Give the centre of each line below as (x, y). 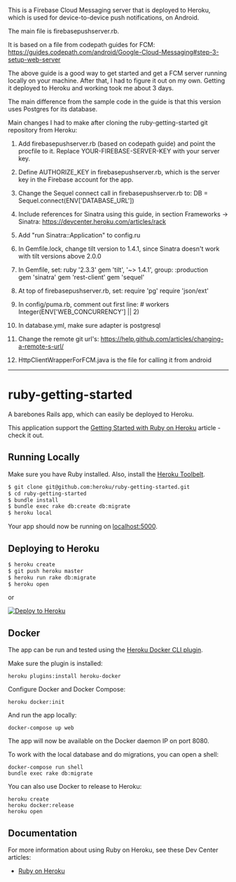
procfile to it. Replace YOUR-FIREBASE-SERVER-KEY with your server (119, 151)
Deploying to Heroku (54, 548)
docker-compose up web (41, 728)
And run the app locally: (42, 715)
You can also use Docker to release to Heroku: (75, 787)
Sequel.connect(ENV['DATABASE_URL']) (76, 200)
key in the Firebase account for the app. (76, 179)
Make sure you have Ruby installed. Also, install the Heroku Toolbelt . (107, 474)
